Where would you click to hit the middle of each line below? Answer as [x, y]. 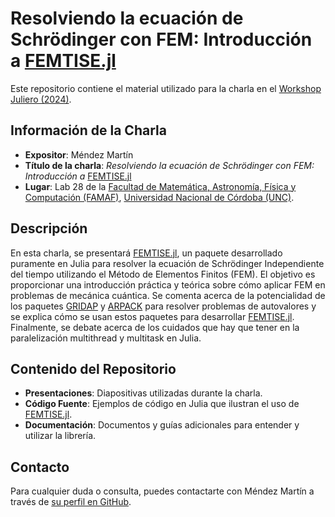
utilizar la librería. [60, 436]
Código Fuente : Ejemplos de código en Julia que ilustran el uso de [162, 404]
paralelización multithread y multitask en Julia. [106, 338]
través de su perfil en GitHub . [71, 502]
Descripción [49, 228]
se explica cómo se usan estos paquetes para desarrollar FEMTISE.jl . [152, 316]
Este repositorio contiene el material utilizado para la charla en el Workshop [166, 88]
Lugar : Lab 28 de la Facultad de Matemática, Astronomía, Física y [160, 186]
